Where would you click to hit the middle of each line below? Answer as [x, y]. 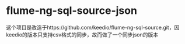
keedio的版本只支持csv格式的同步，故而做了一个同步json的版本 [82, 34]
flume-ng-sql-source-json [71, 11]
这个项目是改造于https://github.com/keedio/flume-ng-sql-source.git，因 [93, 27]
